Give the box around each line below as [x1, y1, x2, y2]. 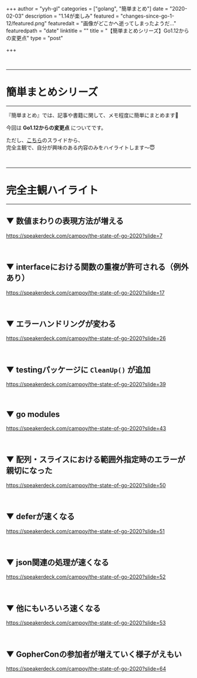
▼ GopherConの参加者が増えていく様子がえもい [6, 649, 182, 659]
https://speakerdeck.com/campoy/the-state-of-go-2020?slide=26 [6, 335, 166, 342]
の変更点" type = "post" [6, 35, 63, 41]
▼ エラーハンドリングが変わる [6, 319, 116, 329]
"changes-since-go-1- [120, 12, 175, 19]
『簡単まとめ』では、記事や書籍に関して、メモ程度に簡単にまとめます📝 [6, 111, 179, 119]
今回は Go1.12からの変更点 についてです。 [6, 124, 107, 131]
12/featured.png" [6, 20, 47, 26]
